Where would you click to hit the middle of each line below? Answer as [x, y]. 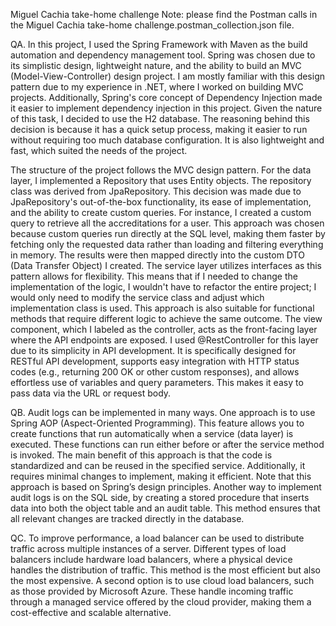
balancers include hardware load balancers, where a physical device [151, 559]
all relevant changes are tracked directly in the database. [127, 518]
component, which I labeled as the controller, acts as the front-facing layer [164, 329]
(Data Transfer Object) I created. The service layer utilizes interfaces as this [166, 265]
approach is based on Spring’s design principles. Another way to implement [166, 487]
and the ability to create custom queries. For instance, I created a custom [161, 212]
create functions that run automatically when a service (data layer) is [152, 433]
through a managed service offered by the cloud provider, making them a [161, 602]
